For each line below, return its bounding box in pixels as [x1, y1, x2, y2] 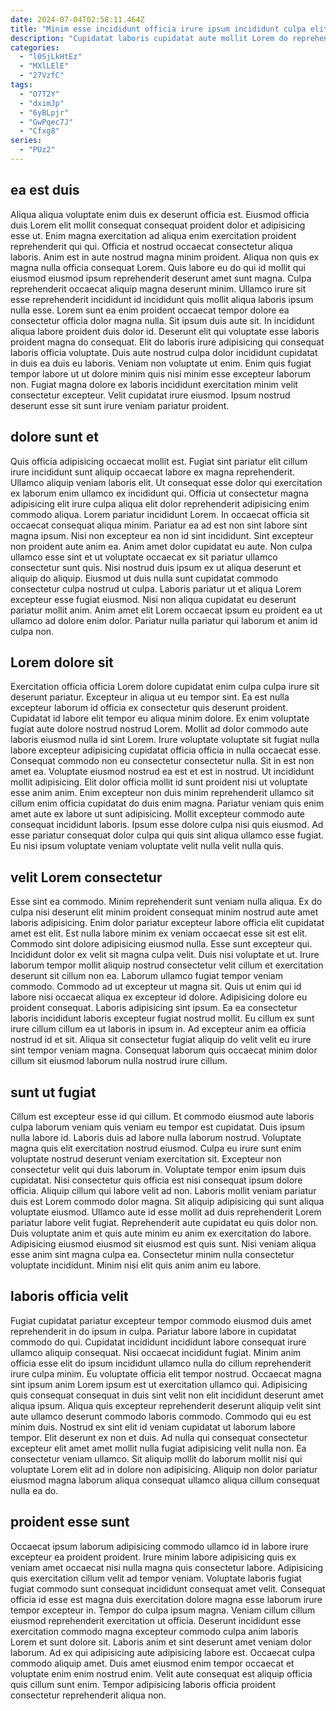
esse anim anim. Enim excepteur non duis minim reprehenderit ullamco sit [10, 787, 315, 799]
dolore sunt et [10, 429, 99, 446]
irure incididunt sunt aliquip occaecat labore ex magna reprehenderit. [10, 466, 296, 478]
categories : [10, 42, 60, 53]
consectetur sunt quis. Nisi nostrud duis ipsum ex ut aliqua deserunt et [10, 561, 302, 573]
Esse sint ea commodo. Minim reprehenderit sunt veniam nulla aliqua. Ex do [10, 896, 323, 908]
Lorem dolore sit [10, 654, 114, 671]
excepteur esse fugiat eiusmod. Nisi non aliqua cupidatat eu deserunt [10, 593, 297, 605]
